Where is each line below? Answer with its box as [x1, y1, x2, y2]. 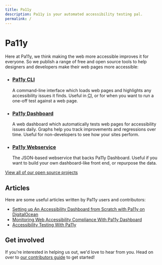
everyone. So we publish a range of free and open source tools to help [5, 59, 147, 65]
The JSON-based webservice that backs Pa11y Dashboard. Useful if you [12, 155, 158, 161]
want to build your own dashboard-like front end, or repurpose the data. [12, 160, 157, 166]
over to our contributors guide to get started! [5, 254, 95, 260]
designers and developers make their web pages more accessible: [5, 64, 139, 70]
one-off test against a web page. [12, 97, 78, 103]
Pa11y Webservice [12, 144, 56, 150]
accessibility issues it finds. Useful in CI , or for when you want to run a [12, 93, 154, 98]
